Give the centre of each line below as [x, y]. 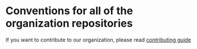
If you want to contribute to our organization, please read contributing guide [98, 40]
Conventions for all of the [69, 11]
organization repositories [69, 23]
